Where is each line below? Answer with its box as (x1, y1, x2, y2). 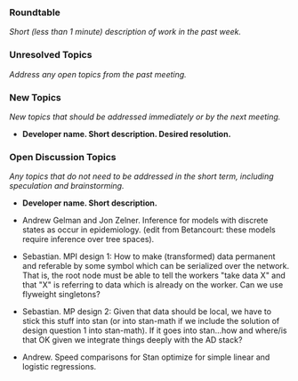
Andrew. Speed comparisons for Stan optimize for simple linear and (21, 352, 270, 362)
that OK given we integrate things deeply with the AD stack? (21, 335, 243, 345)
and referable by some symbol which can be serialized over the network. (21, 261, 290, 272)
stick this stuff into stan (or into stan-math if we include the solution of (21, 316, 280, 327)
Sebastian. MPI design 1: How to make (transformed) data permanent (21, 251, 276, 262)
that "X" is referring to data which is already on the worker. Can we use (21, 280, 284, 290)
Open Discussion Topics (9, 150, 117, 163)
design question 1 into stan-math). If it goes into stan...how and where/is (21, 325, 287, 336)
